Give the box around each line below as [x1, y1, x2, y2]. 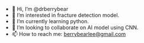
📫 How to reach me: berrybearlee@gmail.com [11, 31, 126, 37]
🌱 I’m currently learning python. [11, 18, 89, 24]
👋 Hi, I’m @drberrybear [11, 6, 69, 12]
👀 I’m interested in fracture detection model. [11, 12, 120, 19]
